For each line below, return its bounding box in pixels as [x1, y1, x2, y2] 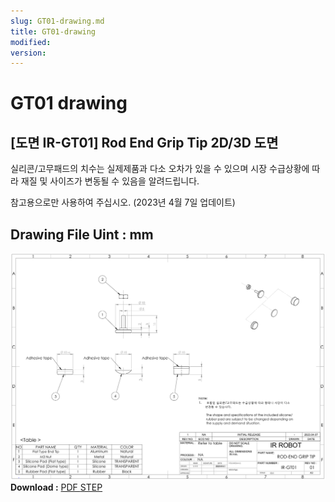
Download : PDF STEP [10, 481, 103, 493]
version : [10, 48, 47, 58]
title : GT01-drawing [10, 26, 97, 37]
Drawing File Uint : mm [10, 226, 154, 243]
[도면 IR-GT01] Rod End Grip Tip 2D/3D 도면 [10, 134, 279, 151]
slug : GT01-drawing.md [10, 16, 105, 26]
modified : [10, 37, 52, 47]
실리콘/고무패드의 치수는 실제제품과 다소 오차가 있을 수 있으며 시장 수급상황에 [10, 163, 310, 175]
